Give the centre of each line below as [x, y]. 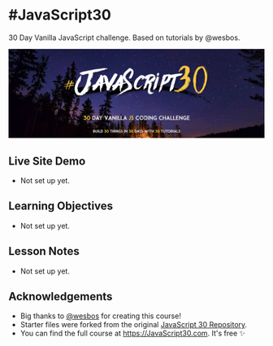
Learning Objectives [61, 206]
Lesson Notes [44, 251]
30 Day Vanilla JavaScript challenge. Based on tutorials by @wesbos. [124, 37]
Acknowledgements [61, 296]
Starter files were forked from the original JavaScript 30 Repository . [134, 325]
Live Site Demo [47, 161]
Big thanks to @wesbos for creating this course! [100, 316]
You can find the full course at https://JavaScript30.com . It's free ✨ [133, 333]
